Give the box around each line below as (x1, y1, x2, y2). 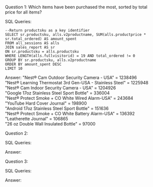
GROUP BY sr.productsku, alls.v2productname (5, 58, 96, 62)
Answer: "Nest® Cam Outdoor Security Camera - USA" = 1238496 (5, 75, 137, 80)
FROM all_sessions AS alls (5, 41, 60, 46)
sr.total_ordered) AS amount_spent (5, 36, 77, 41)
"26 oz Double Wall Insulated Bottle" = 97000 (5, 121, 96, 126)
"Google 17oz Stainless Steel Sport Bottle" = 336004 (5, 90, 110, 96)
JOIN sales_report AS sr (5, 45, 55, 50)
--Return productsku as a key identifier (5, 28, 90, 33)
